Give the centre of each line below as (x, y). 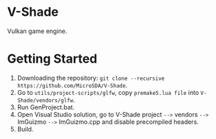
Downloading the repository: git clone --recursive (91, 78)
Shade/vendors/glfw (45, 100)
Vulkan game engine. (37, 31)
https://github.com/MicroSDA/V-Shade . (72, 85)
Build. (25, 129)
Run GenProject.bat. (46, 107)
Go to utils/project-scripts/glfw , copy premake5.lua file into (108, 92)
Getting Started (52, 59)
